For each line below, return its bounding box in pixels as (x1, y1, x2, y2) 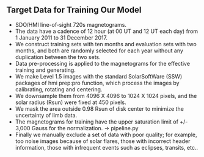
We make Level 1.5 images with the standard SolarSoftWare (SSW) (15, 72, 183, 80)
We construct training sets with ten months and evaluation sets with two (15, 40, 197, 47)
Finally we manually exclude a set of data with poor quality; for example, (15, 131, 197, 138)
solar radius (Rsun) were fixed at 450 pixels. (15, 99, 126, 106)
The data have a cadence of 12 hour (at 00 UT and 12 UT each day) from (15, 27, 199, 35)
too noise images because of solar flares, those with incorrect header (15, 137, 191, 145)
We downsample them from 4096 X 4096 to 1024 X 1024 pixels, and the (15, 92, 197, 99)
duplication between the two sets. (15, 53, 101, 60)
